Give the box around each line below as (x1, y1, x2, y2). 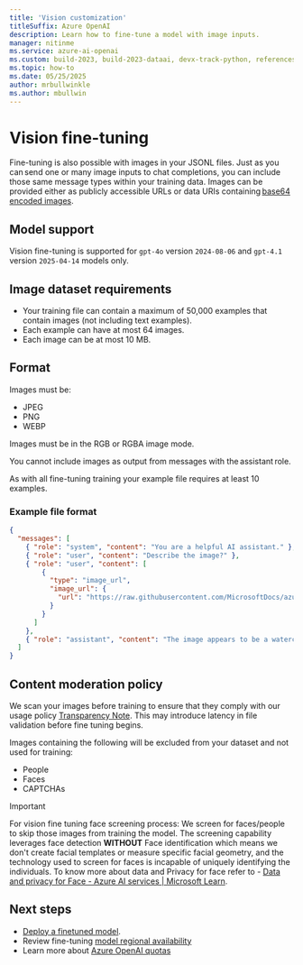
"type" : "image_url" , (49, 576, 131, 585)
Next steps (9, 902, 72, 917)
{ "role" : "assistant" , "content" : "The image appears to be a (25, 635, 269, 644)
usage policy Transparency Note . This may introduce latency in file (9, 710, 258, 721)
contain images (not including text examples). (22, 315, 192, 326)
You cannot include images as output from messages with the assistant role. (9, 455, 291, 466)
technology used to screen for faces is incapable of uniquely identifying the (9, 856, 290, 867)
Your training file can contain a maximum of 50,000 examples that (22, 306, 268, 317)
